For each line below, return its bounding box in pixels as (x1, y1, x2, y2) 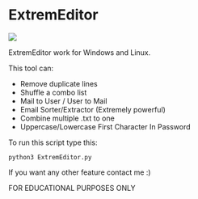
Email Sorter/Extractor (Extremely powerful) (19, 104, 166, 114)
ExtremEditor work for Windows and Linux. (8, 47, 151, 57)
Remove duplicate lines (19, 78, 99, 88)
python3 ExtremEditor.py (8, 153, 92, 161)
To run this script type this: (8, 138, 98, 147)
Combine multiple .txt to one (19, 113, 115, 123)
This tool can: (8, 63, 54, 73)
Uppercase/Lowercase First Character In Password (19, 121, 192, 131)
